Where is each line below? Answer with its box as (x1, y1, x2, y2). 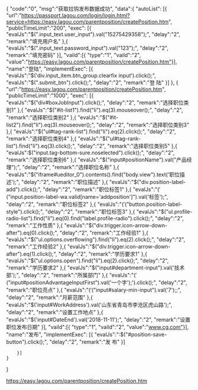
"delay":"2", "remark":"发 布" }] (49, 338, 126, 345)
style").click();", (6, 208, 44, 215)
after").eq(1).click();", (6, 251, 58, 257)
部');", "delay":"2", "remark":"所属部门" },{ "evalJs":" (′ (6, 272, 138, 278)
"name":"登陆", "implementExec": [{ (6, 65, 94, 72)
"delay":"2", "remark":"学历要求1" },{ (58, 251, 148, 257)
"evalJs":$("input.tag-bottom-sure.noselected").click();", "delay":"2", (6, 149, 175, 156)
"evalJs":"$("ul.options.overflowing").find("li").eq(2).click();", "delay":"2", (6, 236, 186, 243)
